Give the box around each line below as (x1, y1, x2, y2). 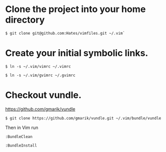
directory (5, 14, 45, 26)
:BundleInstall (5, 143, 37, 148)
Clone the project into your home (5, 4, 146, 15)
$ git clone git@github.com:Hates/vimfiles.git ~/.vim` (5, 31, 125, 36)
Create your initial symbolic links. (5, 48, 148, 59)
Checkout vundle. (5, 89, 82, 101)
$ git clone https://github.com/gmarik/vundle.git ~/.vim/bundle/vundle (5, 115, 161, 121)
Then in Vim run (5, 124, 39, 130)
